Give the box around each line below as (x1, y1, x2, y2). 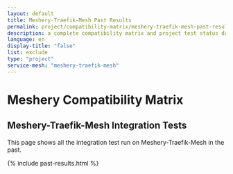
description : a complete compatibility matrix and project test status (7, 29, 218, 37)
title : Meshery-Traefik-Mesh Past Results (7, 17, 132, 24)
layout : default (7, 10, 54, 17)
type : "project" (7, 56, 54, 63)
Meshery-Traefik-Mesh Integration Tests (7, 120, 187, 132)
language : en (7, 36, 45, 43)
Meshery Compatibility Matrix (7, 92, 184, 108)
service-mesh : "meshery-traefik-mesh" (7, 62, 119, 69)
